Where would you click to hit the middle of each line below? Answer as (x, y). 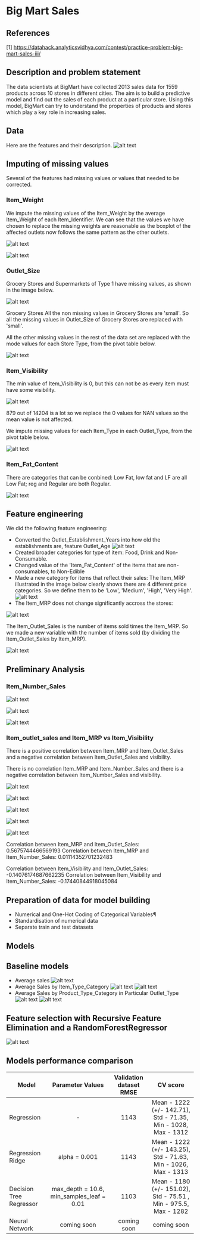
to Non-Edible (68, 571)
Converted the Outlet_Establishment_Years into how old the (87, 540)
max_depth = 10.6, (78, 1189)
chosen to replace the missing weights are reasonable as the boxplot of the (99, 225)
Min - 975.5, (171, 1204)
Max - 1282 (171, 1211)
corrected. (19, 185)
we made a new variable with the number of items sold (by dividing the (93, 633)
